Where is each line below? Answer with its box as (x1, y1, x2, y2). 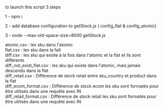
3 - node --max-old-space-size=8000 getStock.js (5, 33, 106, 38)
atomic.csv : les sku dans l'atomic (5, 42, 73, 48)
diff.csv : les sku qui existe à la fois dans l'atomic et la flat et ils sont (5, 52, 141, 58)
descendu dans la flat (5, 68, 49, 73)
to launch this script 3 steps (5, 4, 61, 10)
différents (5, 57, 24, 63)
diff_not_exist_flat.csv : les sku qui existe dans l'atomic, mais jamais (5, 63, 141, 68)
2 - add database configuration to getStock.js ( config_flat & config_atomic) (5, 23, 157, 29)
